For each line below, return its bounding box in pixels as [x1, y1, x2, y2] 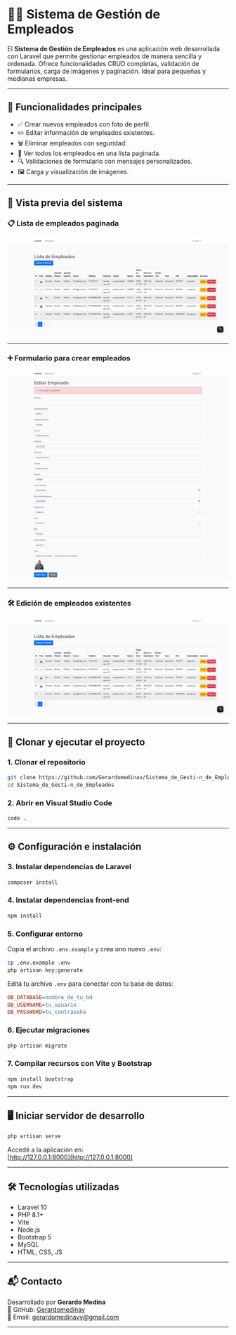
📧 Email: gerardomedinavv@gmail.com [7, 1313, 119, 1321]
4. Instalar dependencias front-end [7, 895, 130, 905]
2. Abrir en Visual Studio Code [7, 797, 112, 807]
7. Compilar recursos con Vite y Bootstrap [7, 1059, 152, 1069]
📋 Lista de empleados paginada [7, 219, 119, 228]
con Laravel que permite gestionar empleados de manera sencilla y [7, 52, 202, 60]
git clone [7, 774, 37, 781]
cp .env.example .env [7, 959, 71, 966]
